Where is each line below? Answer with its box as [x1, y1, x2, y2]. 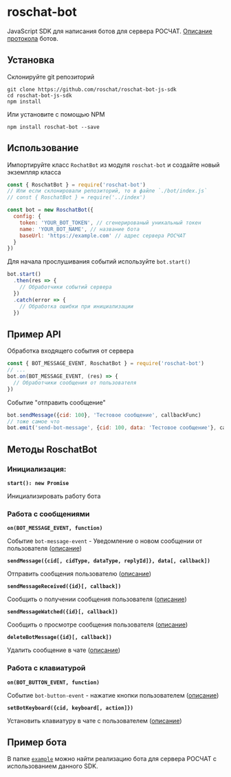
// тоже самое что [7, 418, 60, 425]
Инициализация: [7, 464, 67, 473]
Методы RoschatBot [7, 443, 98, 455]
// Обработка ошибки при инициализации [19, 303, 134, 310]
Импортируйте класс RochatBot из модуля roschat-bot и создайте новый [7, 160, 220, 169]
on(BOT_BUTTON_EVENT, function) [7, 679, 100, 686]
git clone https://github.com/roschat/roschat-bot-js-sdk [7, 86, 177, 93]
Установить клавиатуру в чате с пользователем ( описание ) [7, 716, 182, 725]
